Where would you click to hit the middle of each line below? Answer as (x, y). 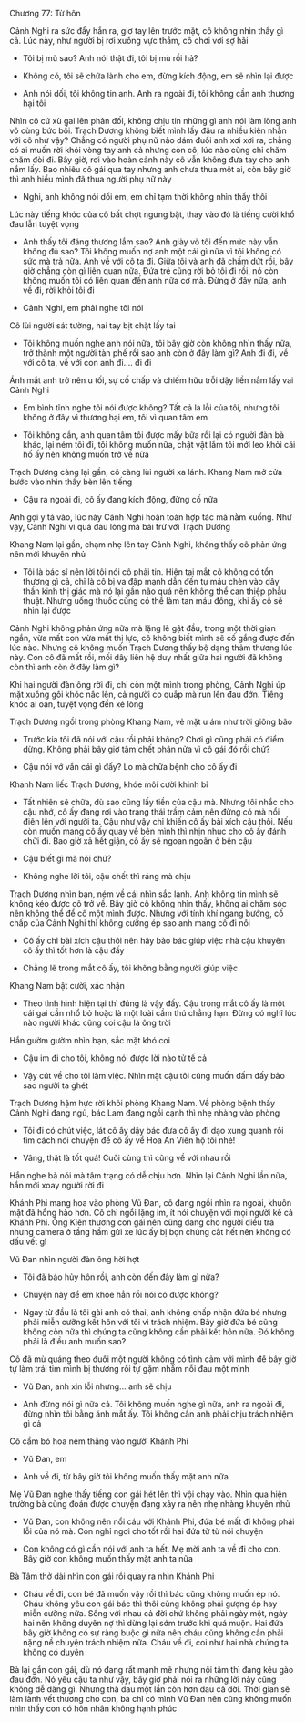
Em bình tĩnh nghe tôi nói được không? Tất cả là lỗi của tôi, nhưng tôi (151, 408)
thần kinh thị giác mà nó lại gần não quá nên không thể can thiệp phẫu (154, 591)
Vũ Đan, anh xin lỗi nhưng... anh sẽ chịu (97, 1386)
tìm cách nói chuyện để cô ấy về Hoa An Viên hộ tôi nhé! (129, 1140)
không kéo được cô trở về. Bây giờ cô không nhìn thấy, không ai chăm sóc (148, 903)
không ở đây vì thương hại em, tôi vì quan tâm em (115, 417)
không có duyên (53, 1652)
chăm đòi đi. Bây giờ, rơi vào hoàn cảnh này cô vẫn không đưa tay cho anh (149, 160)
